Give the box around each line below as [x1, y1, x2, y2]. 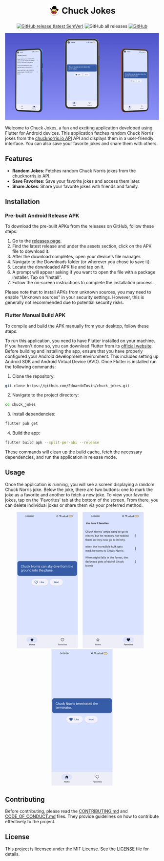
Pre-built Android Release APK [5, 212, 80, 219]
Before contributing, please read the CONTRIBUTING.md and [5, 808, 128, 814]
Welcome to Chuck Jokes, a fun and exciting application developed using [5, 124, 153, 131]
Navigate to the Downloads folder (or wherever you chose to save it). [12, 259, 151, 265]
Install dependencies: [12, 411, 56, 417]
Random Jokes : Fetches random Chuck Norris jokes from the [12, 168, 136, 173]
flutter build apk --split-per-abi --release [5, 440, 99, 445]
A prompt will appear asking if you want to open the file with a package [12, 269, 156, 275]
